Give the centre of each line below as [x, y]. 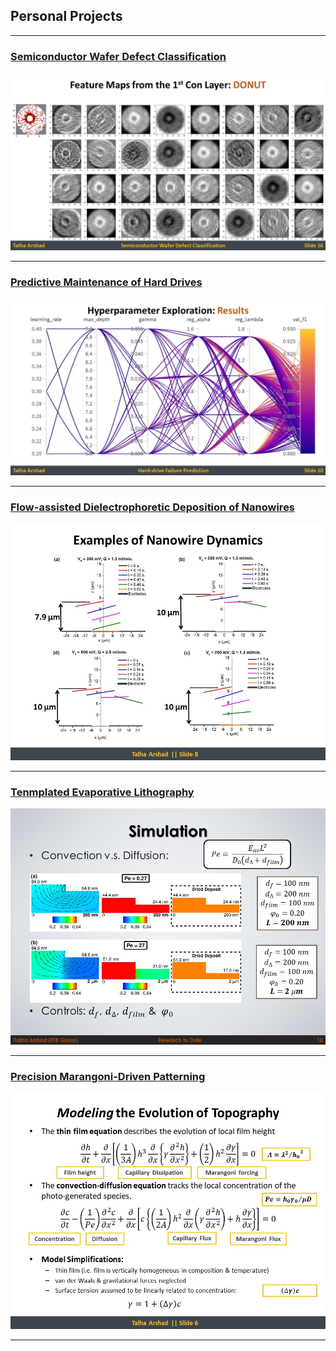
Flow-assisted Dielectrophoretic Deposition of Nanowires [153, 507]
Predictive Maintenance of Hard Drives [106, 282]
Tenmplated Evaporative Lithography [102, 792]
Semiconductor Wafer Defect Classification [118, 56]
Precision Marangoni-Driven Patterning [108, 1076]
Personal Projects [66, 16]
